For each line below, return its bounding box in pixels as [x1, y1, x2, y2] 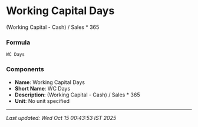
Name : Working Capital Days [14, 78, 85, 86]
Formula [6, 38, 31, 46]
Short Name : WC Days [14, 85, 71, 92]
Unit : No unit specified [14, 97, 70, 104]
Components [6, 65, 44, 73]
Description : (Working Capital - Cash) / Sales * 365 [14, 91, 140, 98]
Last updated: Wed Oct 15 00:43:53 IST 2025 [6, 114, 117, 121]
